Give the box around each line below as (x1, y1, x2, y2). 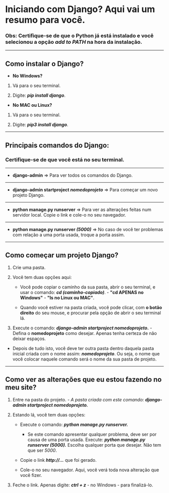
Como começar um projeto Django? (5, 251, 119, 260)
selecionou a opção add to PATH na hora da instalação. (5, 39, 142, 46)
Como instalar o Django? (5, 59, 84, 68)
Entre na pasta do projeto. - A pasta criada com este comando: (12, 396, 144, 402)
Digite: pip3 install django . (12, 122, 69, 128)
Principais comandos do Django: (5, 141, 110, 150)
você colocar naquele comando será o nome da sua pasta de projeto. (12, 356, 157, 362)
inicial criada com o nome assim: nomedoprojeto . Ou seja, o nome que (12, 350, 160, 357)
